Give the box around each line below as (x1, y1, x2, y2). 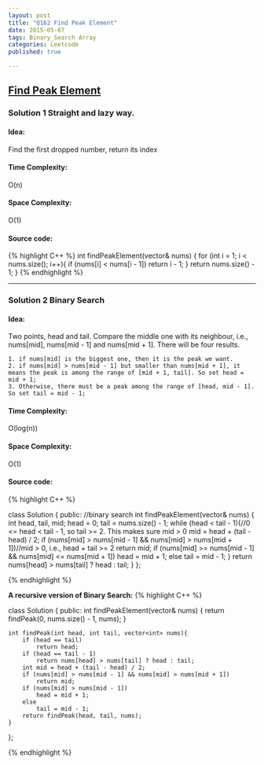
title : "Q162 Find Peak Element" (8, 19, 118, 27)
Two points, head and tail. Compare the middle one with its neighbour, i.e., (8, 332, 249, 341)
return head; (36, 642, 79, 651)
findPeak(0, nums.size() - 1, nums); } (8, 614, 127, 623)
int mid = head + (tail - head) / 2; (22, 664, 146, 671)
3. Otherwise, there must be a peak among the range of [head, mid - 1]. (8, 383, 255, 391)
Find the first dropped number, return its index (8, 145, 158, 154)
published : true (8, 48, 61, 56)
